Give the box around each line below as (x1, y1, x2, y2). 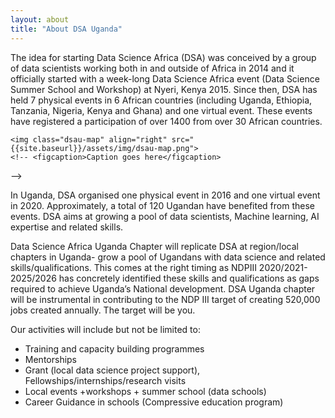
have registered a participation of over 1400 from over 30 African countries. (10, 115, 323, 127)
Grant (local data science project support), (24, 364, 201, 376)
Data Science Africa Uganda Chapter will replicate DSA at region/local (10, 240, 299, 252)
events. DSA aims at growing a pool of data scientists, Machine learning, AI (10, 210, 320, 222)
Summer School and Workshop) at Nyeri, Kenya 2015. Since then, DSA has (10, 83, 318, 95)
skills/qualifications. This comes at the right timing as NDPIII (10, 261, 257, 273)
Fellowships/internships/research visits (24, 374, 187, 386)
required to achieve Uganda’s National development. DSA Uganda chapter (10, 282, 316, 295)
